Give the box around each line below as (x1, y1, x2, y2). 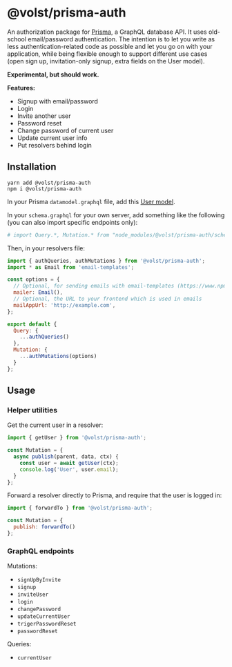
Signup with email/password (17, 97, 99, 105)
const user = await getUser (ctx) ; (19, 459, 119, 466)
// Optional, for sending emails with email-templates (13, 283, 175, 290)
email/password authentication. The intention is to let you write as (27, 34, 215, 43)
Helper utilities (7, 405, 57, 415)
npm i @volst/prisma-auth (7, 185, 81, 192)
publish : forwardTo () (13, 524, 76, 530)
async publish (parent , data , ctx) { (13, 453, 119, 460)
